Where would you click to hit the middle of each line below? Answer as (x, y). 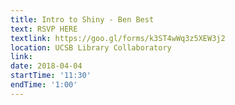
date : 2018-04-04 (46, 66)
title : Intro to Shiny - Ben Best (82, 19)
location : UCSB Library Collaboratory (91, 47)
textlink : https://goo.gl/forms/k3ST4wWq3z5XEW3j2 (118, 38)
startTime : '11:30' (51, 76)
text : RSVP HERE (44, 29)
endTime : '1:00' (44, 85)
